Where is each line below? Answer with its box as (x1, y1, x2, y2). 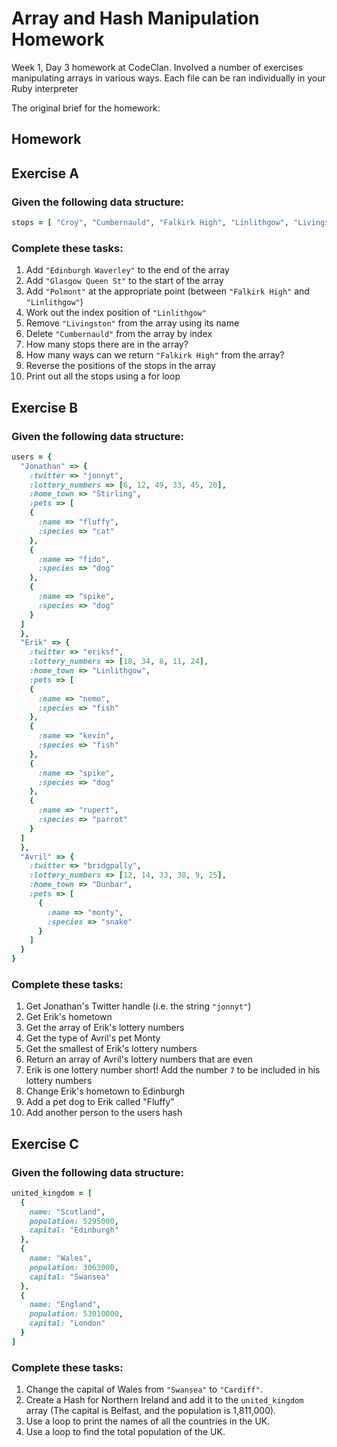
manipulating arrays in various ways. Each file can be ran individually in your (11, 72, 326, 84)
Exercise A (11, 165, 80, 182)
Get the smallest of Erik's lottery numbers (25, 1043, 198, 1055)
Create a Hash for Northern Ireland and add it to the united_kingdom (25, 1394, 304, 1406)
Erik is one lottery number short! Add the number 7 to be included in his (25, 1064, 321, 1076)
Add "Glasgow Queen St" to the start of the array (25, 275, 224, 287)
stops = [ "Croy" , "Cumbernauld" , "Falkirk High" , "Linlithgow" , (11, 218, 289, 228)
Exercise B (11, 399, 79, 416)
